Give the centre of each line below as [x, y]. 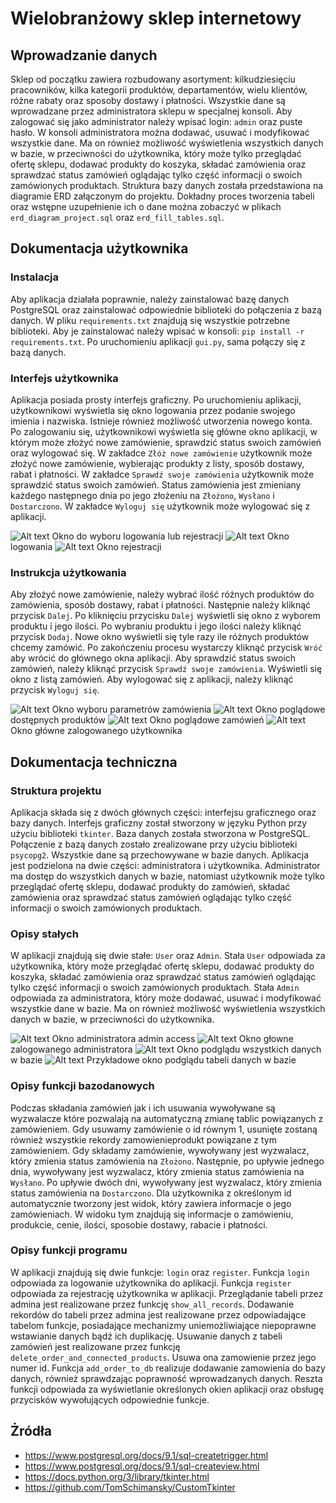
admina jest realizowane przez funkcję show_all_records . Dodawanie [152, 1304]
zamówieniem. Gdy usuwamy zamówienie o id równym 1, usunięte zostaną [164, 1129]
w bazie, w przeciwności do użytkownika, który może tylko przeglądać [156, 153]
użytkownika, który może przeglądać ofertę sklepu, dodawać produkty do [162, 966]
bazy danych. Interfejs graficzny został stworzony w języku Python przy [159, 823]
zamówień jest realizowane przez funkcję [95, 1346]
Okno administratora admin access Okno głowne [172, 1039]
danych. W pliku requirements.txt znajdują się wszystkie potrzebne [150, 320]
